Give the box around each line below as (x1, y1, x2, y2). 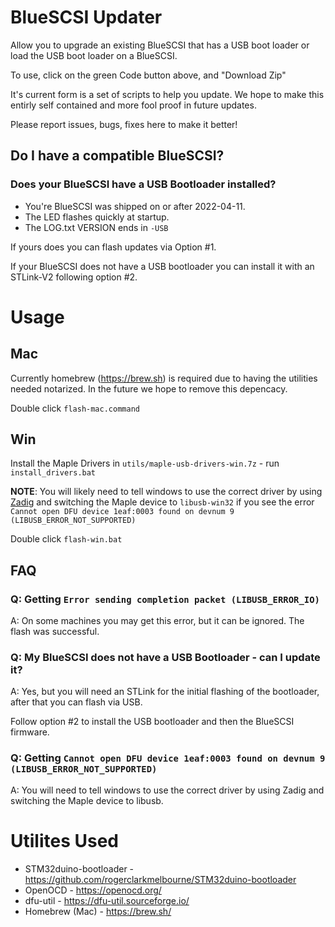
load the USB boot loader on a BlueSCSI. (10, 49, 178, 61)
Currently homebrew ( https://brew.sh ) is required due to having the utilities (10, 372, 318, 384)
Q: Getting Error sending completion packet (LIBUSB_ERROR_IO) (10, 592, 320, 606)
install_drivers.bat (10, 468, 97, 478)
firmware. (10, 726, 50, 738)
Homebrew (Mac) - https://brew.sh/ (24, 905, 172, 917)
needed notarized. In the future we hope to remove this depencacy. (10, 382, 288, 395)
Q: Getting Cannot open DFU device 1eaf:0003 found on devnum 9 (10, 751, 326, 765)
